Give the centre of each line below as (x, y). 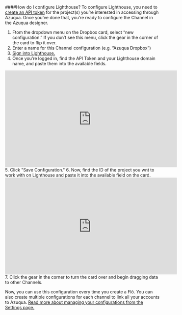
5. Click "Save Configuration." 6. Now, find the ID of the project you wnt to (80, 170)
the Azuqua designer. (27, 23)
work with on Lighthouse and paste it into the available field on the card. (78, 175)
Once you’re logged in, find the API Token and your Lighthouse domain (84, 58)
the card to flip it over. (34, 43)
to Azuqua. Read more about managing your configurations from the (74, 302)
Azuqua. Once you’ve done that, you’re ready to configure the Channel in (79, 17)
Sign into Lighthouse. (34, 53)
